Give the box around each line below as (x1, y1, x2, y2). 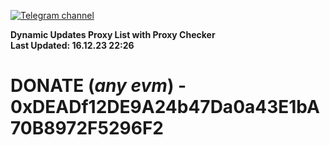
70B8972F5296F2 (10, 117, 164, 140)
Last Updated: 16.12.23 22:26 (10, 40, 135, 51)
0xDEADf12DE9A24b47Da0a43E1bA (10, 96, 320, 119)
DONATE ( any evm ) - (10, 75, 187, 97)
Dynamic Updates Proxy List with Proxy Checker (10, 29, 216, 40)
